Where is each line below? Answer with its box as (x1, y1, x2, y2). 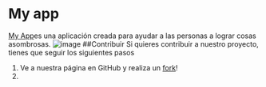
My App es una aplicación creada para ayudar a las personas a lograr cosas (8, 31, 257, 40)
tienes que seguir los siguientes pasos (8, 47, 135, 57)
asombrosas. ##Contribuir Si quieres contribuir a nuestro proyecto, (8, 39, 260, 48)
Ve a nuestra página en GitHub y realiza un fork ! (19, 62, 178, 72)
